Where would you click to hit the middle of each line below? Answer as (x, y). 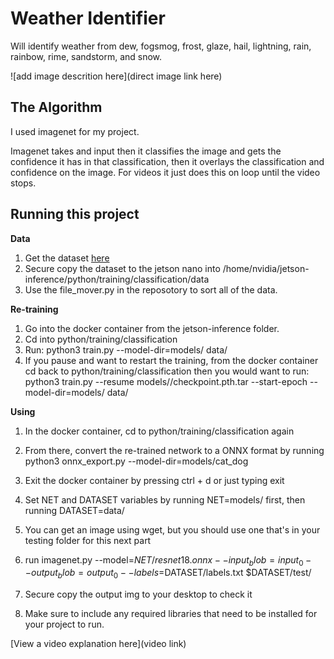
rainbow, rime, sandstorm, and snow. (86, 56)
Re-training (34, 309)
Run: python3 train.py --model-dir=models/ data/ (126, 349)
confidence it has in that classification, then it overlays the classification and (167, 161)
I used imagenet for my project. (75, 131)
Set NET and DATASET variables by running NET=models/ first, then (165, 499)
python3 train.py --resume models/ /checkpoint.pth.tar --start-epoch (166, 381)
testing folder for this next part (88, 540)
